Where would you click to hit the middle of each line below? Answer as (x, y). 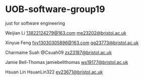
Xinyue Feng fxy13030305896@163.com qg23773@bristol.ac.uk (72, 43)
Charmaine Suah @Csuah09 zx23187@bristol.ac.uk (58, 52)
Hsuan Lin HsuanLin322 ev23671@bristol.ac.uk (54, 72)
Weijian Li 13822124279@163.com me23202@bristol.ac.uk (66, 33)
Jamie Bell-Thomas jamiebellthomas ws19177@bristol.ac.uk (67, 62)
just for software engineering (35, 23)
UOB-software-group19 (55, 9)
